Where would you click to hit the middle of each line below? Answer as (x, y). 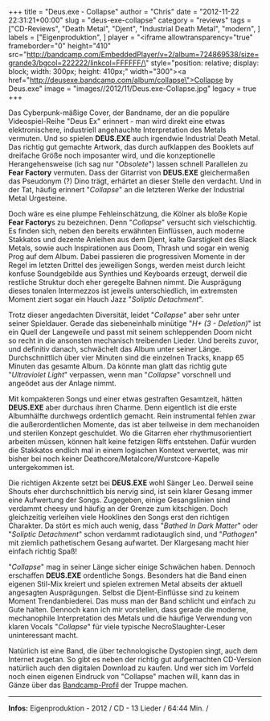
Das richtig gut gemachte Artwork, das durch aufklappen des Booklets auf (131, 147)
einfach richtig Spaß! (43, 551)
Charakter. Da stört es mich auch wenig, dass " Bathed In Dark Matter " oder (133, 525)
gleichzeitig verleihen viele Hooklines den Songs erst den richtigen (119, 517)
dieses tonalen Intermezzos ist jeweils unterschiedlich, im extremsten (123, 290)
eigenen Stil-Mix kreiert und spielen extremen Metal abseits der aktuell (125, 584)
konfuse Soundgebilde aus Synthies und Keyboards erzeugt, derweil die (128, 274)
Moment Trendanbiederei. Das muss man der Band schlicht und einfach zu (132, 601)
